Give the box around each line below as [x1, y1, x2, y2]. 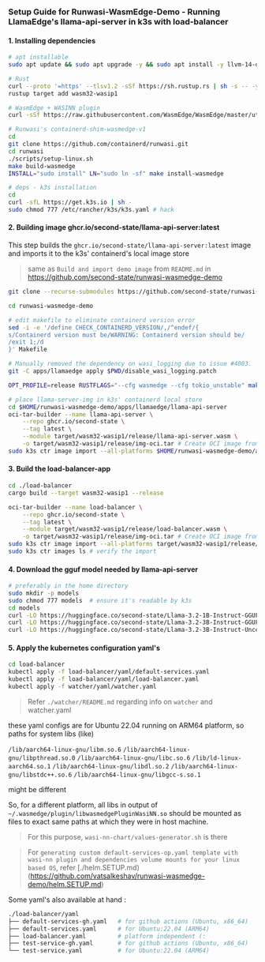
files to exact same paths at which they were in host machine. [8, 817, 209, 826]
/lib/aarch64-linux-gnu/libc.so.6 [77, 753, 191, 762]
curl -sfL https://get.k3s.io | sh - [8, 198, 132, 207]
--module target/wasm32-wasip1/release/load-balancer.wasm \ [22, 525, 227, 533]
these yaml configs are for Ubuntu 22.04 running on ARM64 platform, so [8, 720, 244, 730]
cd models [8, 603, 41, 612]
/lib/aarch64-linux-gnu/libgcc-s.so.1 [73, 771, 201, 779]
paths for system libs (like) [8, 729, 95, 738]
